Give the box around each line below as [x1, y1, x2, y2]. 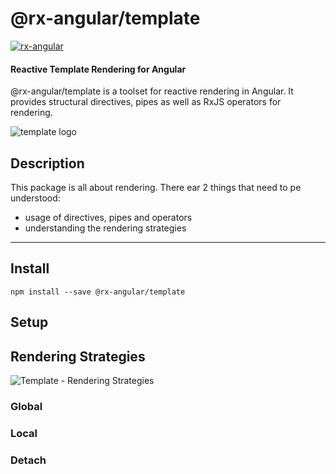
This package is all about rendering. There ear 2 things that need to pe [10, 181, 302, 193]
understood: [10, 192, 61, 204]
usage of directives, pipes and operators [24, 211, 193, 223]
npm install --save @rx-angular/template [10, 287, 186, 297]
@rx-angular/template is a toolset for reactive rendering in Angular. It [10, 85, 294, 97]
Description [10, 155, 85, 172]
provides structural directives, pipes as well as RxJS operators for [10, 96, 282, 108]
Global [10, 399, 43, 413]
